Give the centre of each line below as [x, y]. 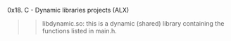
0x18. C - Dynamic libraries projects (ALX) [68, 10]
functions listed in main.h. [80, 31]
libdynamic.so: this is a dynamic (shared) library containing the [133, 23]
